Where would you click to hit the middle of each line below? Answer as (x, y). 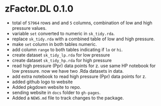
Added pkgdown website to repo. (47, 87)
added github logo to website (42, 82)
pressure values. (29, 28)
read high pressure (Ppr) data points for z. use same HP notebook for (84, 66)
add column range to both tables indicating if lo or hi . (67, 49)
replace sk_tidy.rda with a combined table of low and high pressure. (83, 39)
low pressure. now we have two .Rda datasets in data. (68, 71)
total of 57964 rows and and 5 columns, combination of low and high (82, 23)
